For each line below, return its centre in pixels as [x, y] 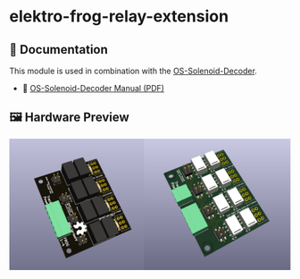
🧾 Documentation [59, 50]
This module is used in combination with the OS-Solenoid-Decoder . [133, 71]
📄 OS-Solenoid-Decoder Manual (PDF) [93, 88]
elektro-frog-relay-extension [119, 17]
